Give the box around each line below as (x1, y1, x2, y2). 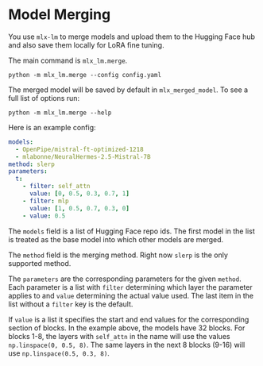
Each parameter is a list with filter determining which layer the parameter (8, 282, 253, 291)
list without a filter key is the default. (8, 299, 133, 309)
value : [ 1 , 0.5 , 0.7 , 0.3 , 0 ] (29, 204, 130, 212)
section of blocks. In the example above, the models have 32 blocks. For (8, 323, 246, 333)
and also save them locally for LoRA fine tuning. (8, 40, 164, 49)
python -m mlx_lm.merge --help (8, 109, 112, 117)
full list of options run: (8, 93, 80, 102)
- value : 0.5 (22, 212, 66, 220)
